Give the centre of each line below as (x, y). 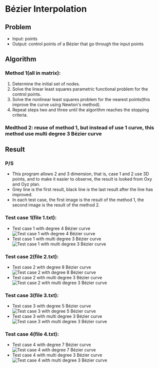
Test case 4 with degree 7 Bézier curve (51, 345)
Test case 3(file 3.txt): (32, 295)
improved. (22, 195)
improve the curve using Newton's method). (56, 104)
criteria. (20, 115)
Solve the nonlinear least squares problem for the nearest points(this (81, 99)
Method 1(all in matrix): (33, 73)
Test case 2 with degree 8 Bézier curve (51, 267)
